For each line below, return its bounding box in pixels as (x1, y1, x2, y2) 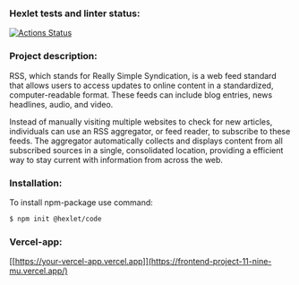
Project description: (9, 50, 98, 63)
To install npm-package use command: (9, 196, 154, 208)
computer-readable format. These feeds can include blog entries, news (9, 89, 273, 100)
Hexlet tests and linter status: (9, 7, 141, 20)
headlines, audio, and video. (9, 99, 114, 109)
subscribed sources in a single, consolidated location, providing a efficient (9, 144, 284, 155)
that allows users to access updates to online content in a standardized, (9, 80, 274, 91)
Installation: (9, 177, 63, 189)
